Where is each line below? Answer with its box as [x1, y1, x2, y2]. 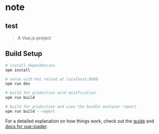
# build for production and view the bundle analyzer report [5, 104, 137, 109]
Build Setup [5, 49, 42, 58]
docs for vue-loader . [5, 123, 48, 129]
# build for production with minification [5, 90, 96, 96]
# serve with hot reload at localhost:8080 [5, 77, 98, 82]
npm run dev [5, 81, 30, 87]
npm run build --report [5, 109, 56, 114]
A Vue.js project [17, 35, 51, 41]
